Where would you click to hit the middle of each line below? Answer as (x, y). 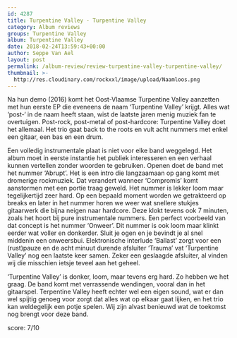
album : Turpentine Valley (45, 40)
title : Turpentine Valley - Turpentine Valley (77, 20)
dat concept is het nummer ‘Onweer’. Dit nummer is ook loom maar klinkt (113, 226)
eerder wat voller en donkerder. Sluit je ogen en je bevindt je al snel (105, 233)
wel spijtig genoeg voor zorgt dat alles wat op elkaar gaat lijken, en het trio (115, 299)
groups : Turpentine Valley (47, 34)
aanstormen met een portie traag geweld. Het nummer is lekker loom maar (116, 188)
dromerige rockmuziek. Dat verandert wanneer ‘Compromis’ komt (103, 181)
